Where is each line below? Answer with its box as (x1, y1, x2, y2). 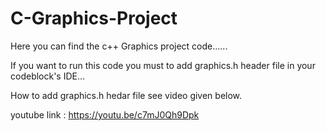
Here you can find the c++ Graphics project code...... (10, 40, 228, 52)
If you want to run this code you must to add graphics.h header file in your (10, 59, 316, 71)
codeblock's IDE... (10, 70, 86, 82)
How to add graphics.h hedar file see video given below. (10, 89, 243, 101)
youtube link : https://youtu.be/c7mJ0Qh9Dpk (10, 108, 200, 121)
